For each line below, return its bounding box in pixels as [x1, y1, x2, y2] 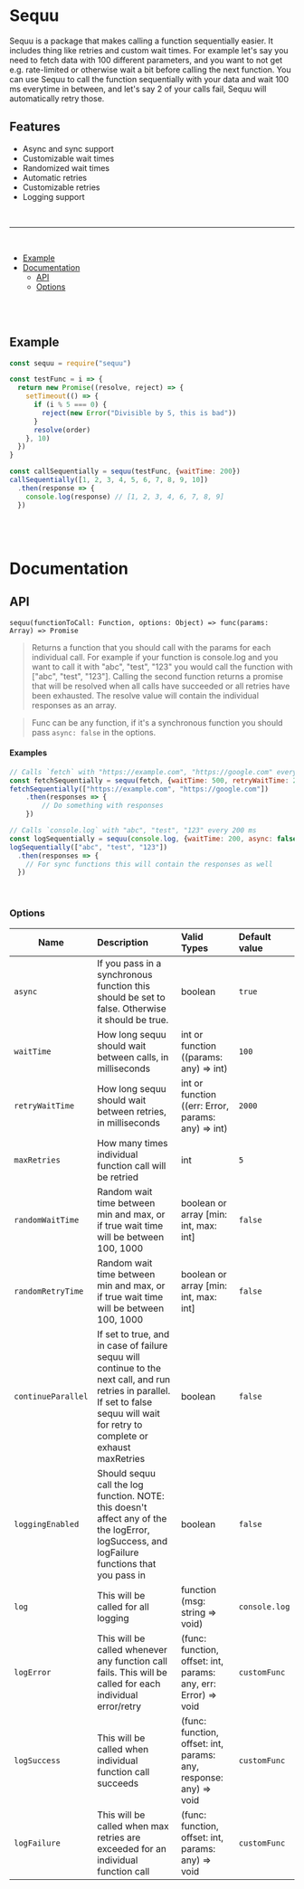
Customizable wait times [22, 153, 115, 164]
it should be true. [96, 1013, 169, 1026]
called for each [96, 1677, 161, 1690]
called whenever [96, 1643, 167, 1656]
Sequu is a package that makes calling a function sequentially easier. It [9, 35, 274, 46]
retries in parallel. [96, 1384, 171, 1397]
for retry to [96, 1418, 143, 1430]
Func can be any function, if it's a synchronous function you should [31, 717, 283, 728]
